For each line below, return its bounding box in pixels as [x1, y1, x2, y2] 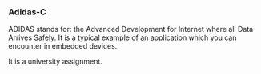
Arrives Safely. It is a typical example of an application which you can [8, 33, 237, 42]
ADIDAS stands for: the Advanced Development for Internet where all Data [8, 25, 254, 34]
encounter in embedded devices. [8, 41, 118, 51]
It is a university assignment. [8, 56, 102, 66]
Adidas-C [8, 6, 46, 18]
